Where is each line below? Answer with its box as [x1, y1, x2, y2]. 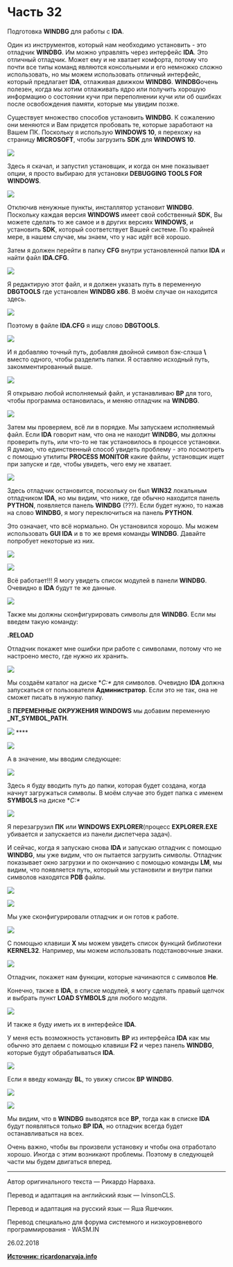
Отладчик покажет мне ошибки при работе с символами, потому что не [7, 644, 222, 653]
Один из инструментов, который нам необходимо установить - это [7, 40, 207, 49]
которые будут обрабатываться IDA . [7, 1048, 116, 1056]
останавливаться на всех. [7, 1129, 85, 1137]
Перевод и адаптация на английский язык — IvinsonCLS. [7, 1191, 175, 1199]
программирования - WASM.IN [7, 1225, 99, 1234]
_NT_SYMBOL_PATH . [7, 714, 69, 722]
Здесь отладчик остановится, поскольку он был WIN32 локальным [7, 486, 207, 494]
